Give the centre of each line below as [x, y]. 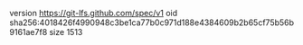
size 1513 [66, 32]
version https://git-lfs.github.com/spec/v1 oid [94, 13]
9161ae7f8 [28, 32]
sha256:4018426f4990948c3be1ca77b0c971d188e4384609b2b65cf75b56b [152, 22]
